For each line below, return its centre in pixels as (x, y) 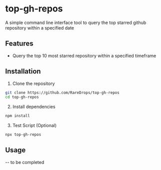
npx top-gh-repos (23, 135)
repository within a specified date (39, 27)
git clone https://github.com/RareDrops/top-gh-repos (62, 92)
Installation (23, 71)
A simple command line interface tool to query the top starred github (76, 22)
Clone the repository (33, 83)
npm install (17, 116)
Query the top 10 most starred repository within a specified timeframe (84, 55)
